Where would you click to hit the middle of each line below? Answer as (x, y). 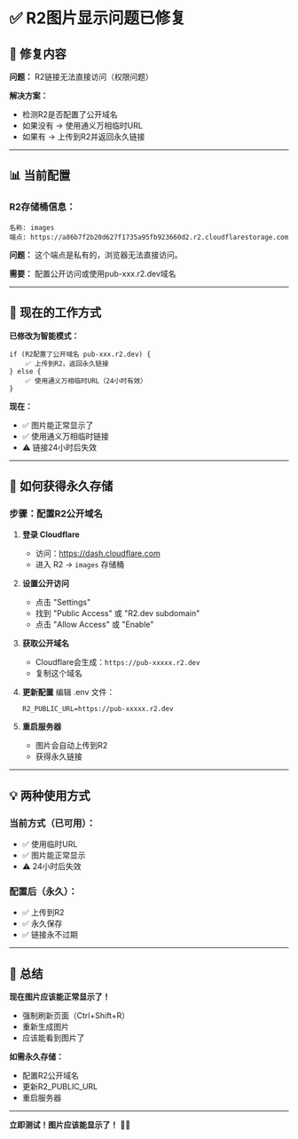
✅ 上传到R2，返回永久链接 (67, 364)
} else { (25, 371)
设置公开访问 (45, 583)
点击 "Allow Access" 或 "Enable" (94, 625)
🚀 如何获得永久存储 (61, 486)
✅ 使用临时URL (50, 843)
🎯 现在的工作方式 (55, 313)
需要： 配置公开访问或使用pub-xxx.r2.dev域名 (93, 273)
